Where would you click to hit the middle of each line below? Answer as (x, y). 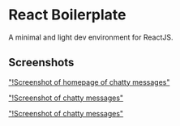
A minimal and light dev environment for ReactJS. (91, 37)
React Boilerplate (67, 15)
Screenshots (41, 63)
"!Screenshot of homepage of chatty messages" (89, 82)
